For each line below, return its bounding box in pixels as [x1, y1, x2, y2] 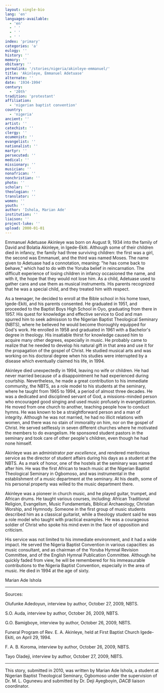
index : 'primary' [5, 39, 41, 44]
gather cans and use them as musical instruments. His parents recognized [5, 281, 155, 287]
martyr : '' [5, 148, 27, 153]
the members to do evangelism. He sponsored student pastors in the [5, 430, 143, 436]
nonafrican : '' [5, 171, 36, 176]
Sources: [5, 591, 23, 597]
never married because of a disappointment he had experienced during [5, 373, 149, 379]
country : [5, 107, 23, 113]
